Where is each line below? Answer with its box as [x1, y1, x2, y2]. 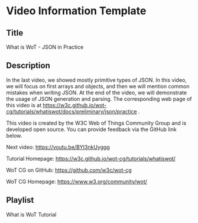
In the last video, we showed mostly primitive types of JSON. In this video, [6, 76, 187, 84]
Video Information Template [6, 4, 147, 18]
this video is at [6, 101, 42, 109]
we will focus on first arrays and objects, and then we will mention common [6, 82, 190, 90]
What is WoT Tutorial [6, 211, 57, 218]
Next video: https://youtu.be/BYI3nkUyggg [6, 144, 111, 151]
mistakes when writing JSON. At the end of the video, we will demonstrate [6, 89, 187, 96]
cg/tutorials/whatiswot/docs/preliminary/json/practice [6, 108, 137, 115]
